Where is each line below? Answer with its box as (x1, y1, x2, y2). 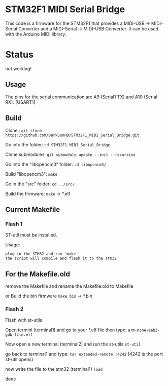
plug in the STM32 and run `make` (5, 252, 79, 257)
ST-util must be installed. (5, 232, 57, 238)
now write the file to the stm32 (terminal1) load (5, 366, 103, 372)
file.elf (14, 332, 33, 337)
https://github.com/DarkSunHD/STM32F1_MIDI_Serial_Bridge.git (5, 133, 140, 138)
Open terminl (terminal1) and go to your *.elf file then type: (5, 327, 127, 333)
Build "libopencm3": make (5, 171, 58, 177)
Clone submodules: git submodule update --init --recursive (5, 151, 136, 158)
